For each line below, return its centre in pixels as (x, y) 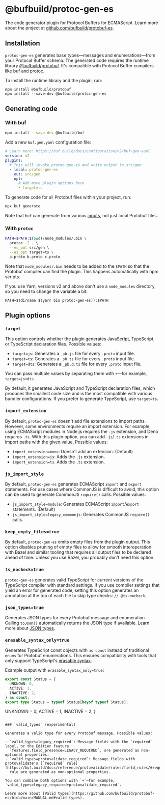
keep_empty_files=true (32, 532)
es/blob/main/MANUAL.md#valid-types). (45, 798)
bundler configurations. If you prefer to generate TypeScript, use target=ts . (82, 399)
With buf (16, 123)
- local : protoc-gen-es (34, 170)
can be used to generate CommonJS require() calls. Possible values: (76, 494)
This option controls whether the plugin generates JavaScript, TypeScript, (80, 339)
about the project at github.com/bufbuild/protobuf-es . (60, 28)
